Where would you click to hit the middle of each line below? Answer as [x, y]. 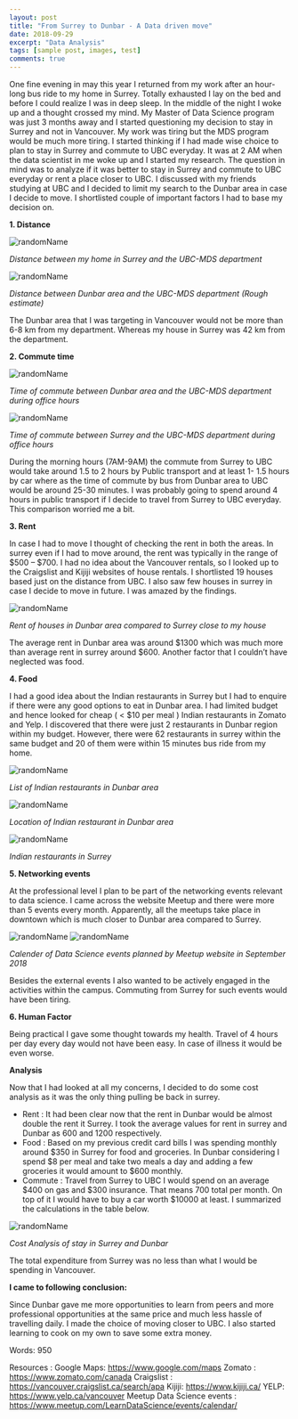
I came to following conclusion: [68, 1287]
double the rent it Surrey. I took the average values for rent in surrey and [154, 1124]
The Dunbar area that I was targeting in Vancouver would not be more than [146, 320]
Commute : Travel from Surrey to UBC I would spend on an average [145, 1180]
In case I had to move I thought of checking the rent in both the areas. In [141, 543]
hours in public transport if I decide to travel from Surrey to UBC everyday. [145, 499]
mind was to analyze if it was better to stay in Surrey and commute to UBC [145, 169]
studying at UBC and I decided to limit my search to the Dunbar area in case [148, 188]
